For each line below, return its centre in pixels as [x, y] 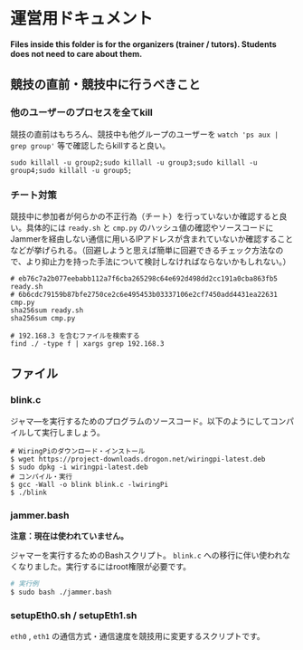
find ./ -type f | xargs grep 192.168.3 [88, 344]
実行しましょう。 [73, 432]
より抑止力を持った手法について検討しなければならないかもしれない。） [158, 261]
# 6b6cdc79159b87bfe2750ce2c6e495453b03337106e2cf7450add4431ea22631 [144, 294]
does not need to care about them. [76, 53]
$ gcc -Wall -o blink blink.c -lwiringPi [90, 484]
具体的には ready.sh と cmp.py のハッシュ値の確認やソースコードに [150, 227]
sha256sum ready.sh [47, 310]
